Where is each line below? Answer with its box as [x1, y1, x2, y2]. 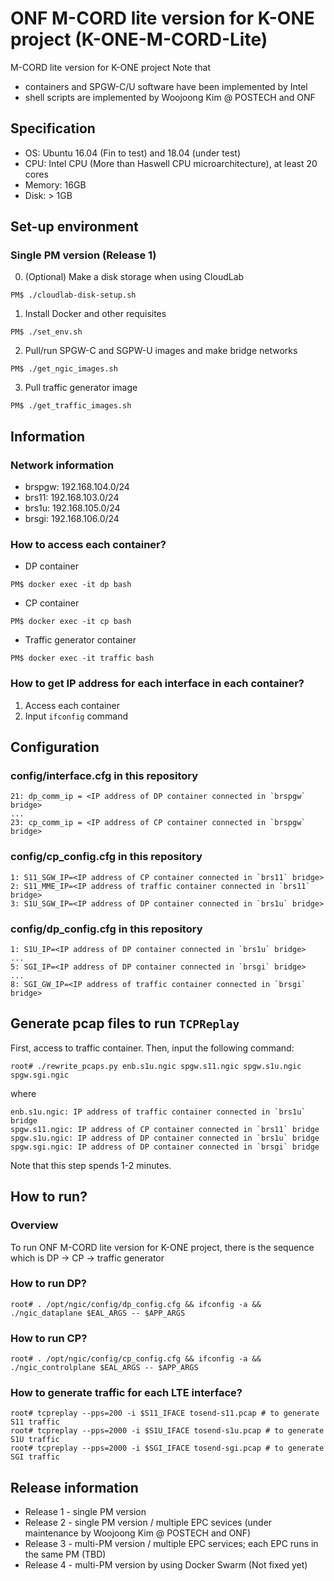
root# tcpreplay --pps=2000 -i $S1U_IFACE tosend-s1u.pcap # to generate [10, 1426, 325, 1436]
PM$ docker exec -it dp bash [10, 580, 132, 590]
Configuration [10, 739, 100, 756]
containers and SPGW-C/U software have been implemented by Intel [24, 80, 308, 92]
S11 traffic [10, 1417, 60, 1427]
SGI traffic [10, 1452, 60, 1462]
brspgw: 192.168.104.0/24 [24, 481, 130, 493]
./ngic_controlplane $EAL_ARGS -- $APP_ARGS [10, 1363, 199, 1373]
